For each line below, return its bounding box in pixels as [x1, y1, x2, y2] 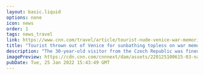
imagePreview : [6, 54, 42, 60]
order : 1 [6, 25, 29, 32]
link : [6, 37, 20, 43]
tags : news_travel [6, 31, 53, 37]
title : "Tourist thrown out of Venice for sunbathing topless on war [6, 43, 186, 49]
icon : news [6, 20, 34, 26]
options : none [6, 15, 42, 21]
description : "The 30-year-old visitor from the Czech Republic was [6, 48, 183, 54]
